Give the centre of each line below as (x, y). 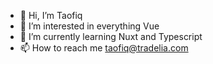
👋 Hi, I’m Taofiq (51, 15)
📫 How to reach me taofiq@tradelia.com (104, 48)
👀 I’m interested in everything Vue (89, 26)
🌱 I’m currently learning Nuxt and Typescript (111, 36)
